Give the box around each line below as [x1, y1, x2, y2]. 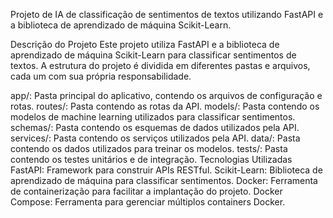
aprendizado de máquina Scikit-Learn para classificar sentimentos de [10, 49, 297, 61]
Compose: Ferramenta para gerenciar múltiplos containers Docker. [10, 196, 286, 208]
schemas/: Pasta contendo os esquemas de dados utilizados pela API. [10, 122, 300, 133]
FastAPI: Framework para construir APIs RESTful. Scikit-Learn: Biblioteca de [10, 164, 323, 176]
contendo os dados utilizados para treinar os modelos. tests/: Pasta [10, 143, 288, 154]
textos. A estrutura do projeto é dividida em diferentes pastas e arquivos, [10, 60, 311, 71]
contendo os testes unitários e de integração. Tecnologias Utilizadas [10, 154, 293, 165]
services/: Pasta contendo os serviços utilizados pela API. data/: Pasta [10, 132, 301, 144]
